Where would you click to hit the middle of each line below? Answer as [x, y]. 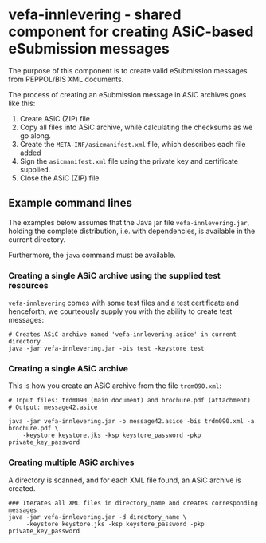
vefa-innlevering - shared [95, 15]
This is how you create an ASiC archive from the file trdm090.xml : [115, 386]
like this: [22, 103]
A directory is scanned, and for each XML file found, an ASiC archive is [125, 480]
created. [22, 488]
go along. [35, 135]
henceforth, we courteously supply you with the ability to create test [120, 311]
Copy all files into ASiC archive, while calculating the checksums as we [136, 127]
